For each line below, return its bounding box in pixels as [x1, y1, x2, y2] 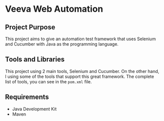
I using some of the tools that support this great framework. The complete [5, 73, 154, 79]
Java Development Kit [12, 106, 57, 112]
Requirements [5, 93, 49, 101]
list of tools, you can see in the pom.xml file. [5, 78, 92, 84]
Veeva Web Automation [5, 3, 103, 15]
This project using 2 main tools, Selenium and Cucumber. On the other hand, [5, 68, 160, 74]
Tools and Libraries [5, 55, 65, 64]
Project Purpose [5, 23, 55, 31]
